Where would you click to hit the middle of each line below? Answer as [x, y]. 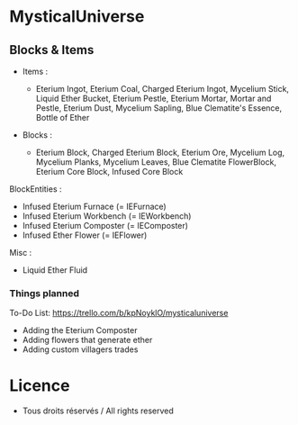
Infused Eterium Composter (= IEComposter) [105, 226]
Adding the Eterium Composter [80, 330]
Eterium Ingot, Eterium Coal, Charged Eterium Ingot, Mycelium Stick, [163, 89]
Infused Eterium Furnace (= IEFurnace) [94, 206]
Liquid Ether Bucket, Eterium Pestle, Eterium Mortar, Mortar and [154, 98]
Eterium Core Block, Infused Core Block [109, 172]
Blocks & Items [52, 50]
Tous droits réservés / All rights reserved [98, 411]
